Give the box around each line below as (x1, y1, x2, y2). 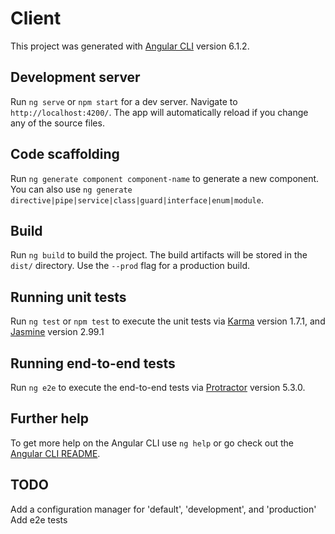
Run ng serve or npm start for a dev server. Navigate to (10, 95, 238, 107)
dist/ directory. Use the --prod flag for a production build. (10, 260, 250, 272)
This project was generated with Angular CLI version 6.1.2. (10, 40, 250, 52)
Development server (10, 69, 141, 86)
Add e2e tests (10, 513, 68, 526)
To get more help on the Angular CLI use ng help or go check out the (10, 437, 294, 449)
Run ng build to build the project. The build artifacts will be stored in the (10, 249, 308, 261)
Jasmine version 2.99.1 (10, 326, 105, 338)
